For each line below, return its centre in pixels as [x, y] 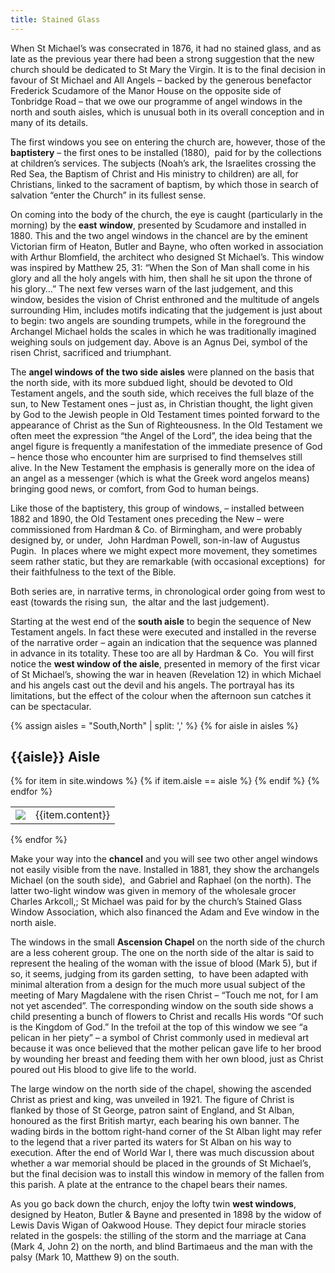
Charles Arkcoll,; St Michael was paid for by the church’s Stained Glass [156, 902]
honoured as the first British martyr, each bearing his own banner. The [155, 1121]
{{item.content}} [72, 815]
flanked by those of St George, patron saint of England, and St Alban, [152, 1110]
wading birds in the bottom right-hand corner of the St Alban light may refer [166, 1132]
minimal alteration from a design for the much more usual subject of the [158, 985]
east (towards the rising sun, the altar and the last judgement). [140, 602]
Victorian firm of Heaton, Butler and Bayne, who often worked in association [167, 246]
